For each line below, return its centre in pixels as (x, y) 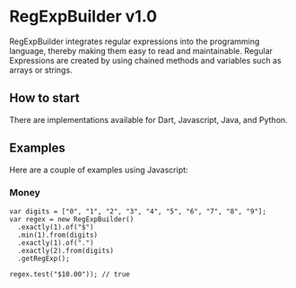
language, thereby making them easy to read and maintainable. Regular (141, 50)
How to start (44, 98)
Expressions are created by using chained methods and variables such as (145, 60)
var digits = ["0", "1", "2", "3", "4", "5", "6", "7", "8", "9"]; (138, 211)
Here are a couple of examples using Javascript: (99, 170)
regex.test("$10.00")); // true (70, 274)
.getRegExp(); (44, 258)
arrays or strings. (41, 70)
